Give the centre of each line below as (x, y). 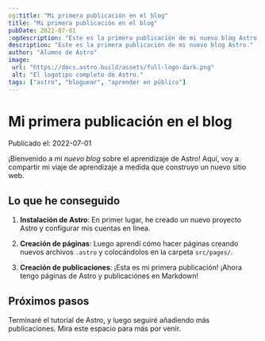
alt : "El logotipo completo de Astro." (78, 75)
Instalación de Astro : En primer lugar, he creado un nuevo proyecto (131, 220)
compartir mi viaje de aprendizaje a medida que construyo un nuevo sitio (127, 167)
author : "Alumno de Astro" (53, 52)
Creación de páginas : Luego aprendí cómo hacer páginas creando (129, 244)
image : (19, 60)
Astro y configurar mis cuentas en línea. (85, 228)
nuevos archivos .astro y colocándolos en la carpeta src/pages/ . (126, 252)
